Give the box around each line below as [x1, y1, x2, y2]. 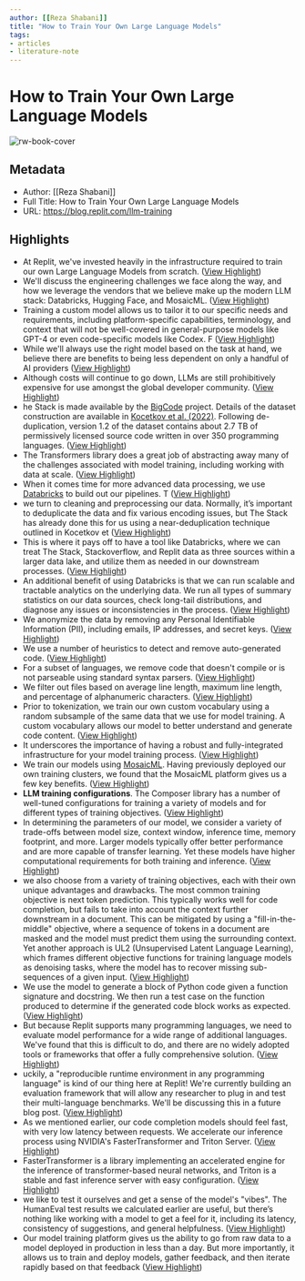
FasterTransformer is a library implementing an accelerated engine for [22, 1155, 286, 1165]
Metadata [9, 162, 66, 177]
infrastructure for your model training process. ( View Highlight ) [22, 749, 259, 760]
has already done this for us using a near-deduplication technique [22, 517, 270, 528]
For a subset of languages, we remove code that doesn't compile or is [22, 661, 285, 673]
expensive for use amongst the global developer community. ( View [22, 381, 274, 392]
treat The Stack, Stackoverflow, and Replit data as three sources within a [22, 546, 296, 557]
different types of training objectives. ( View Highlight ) [22, 807, 225, 818]
